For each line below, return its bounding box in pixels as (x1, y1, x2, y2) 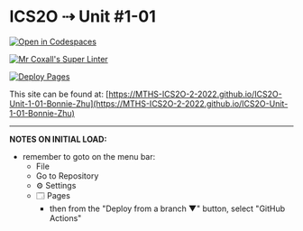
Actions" (49, 212, 82, 223)
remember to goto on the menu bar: (22, 151, 156, 162)
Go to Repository (35, 170, 99, 181)
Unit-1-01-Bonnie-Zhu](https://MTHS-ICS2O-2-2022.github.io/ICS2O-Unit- (9, 97, 289, 109)
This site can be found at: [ (9, 88, 109, 99)
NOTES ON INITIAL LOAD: (9, 134, 107, 144)
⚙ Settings (35, 180, 77, 190)
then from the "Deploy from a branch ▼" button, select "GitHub (49, 203, 286, 214)
